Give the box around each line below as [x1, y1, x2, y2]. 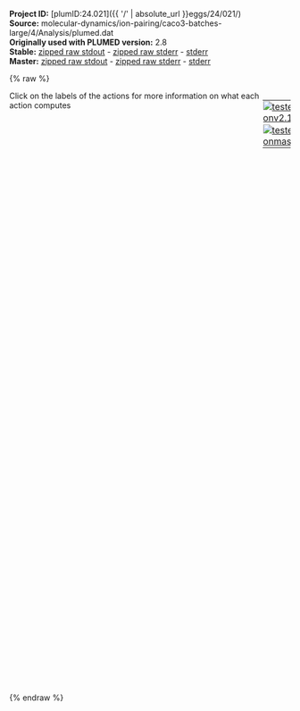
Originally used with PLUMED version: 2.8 [9, 37, 168, 47]
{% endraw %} [9, 692, 64, 703]
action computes [9, 100, 71, 111]
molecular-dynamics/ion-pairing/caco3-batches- [41, 18, 222, 29]
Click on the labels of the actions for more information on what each [9, 90, 260, 101]
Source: [9, 18, 40, 29]
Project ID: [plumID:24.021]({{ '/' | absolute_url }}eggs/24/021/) [9, 9, 241, 19]
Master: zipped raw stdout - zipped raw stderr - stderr [9, 56, 212, 66]
